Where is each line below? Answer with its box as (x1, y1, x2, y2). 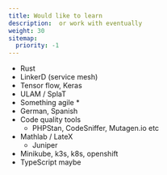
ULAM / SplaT (19, 89, 67, 99)
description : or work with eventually (8, 19, 143, 27)
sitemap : (8, 34, 38, 43)
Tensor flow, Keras (19, 81, 82, 91)
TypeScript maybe (19, 157, 82, 167)
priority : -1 (15, 42, 60, 50)
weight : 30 (8, 26, 45, 35)
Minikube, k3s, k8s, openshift (19, 149, 119, 159)
